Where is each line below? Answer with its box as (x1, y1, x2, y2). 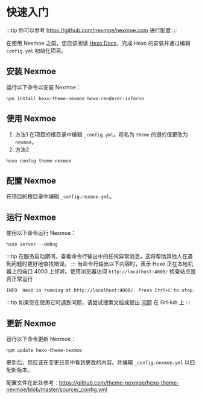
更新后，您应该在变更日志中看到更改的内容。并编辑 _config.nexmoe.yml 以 (6, 359, 190, 366)
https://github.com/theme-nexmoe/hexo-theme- (59, 379, 180, 386)
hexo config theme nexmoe (6, 158, 71, 164)
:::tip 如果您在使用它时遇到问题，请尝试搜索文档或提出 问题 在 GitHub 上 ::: (6, 299, 191, 306)
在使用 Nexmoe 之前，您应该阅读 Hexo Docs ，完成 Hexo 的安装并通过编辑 (6, 39, 191, 46)
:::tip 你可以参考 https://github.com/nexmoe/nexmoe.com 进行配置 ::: (6, 27, 177, 34)
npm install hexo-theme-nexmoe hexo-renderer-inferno (6, 95, 145, 101)
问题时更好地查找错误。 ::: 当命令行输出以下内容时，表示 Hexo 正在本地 (11, 260, 188, 267)
